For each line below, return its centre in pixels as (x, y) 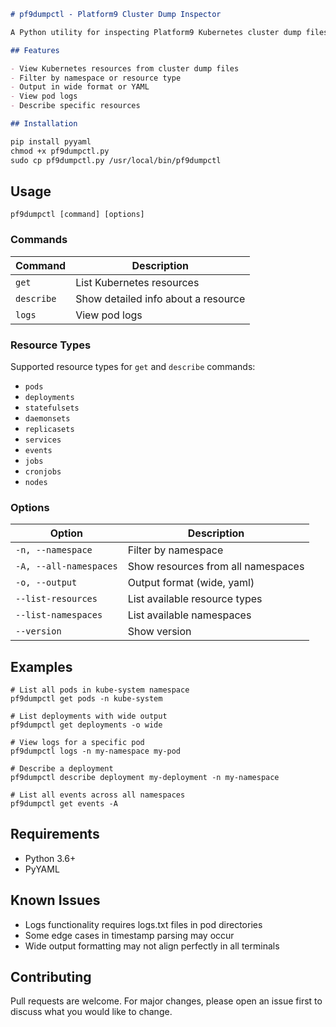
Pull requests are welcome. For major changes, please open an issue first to (166, 1001)
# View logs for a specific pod (77, 743)
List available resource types (195, 599)
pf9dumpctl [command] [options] (77, 215)
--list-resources (56, 599)
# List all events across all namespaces (98, 795)
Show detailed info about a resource (160, 298)
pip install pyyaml (51, 141)
